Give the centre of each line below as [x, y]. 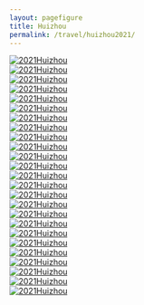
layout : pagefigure [46, 18]
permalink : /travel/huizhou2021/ [72, 34]
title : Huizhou [38, 26]
